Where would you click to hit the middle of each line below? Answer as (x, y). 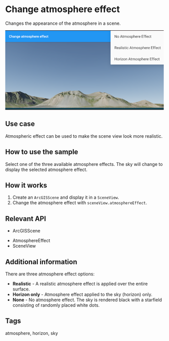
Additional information (41, 262)
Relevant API (26, 219)
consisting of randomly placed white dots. (56, 305)
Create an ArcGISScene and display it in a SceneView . (66, 197)
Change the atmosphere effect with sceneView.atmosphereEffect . (80, 203)
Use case (20, 124)
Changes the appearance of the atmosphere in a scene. (63, 23)
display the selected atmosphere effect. (46, 169)
